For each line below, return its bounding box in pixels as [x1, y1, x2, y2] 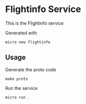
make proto [5, 76, 28, 81]
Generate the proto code [5, 66, 56, 72]
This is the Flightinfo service [5, 20, 64, 26]
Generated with [5, 30, 37, 36]
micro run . [5, 94, 30, 100]
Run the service [5, 85, 38, 91]
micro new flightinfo [5, 39, 51, 45]
